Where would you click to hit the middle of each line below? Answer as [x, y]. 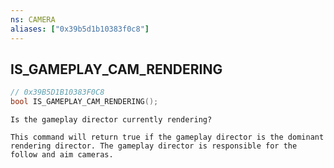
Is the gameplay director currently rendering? [111, 120]
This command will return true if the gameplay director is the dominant [167, 137]
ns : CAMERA [33, 19]
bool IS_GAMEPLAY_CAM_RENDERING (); [84, 102]
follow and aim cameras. [62, 155]
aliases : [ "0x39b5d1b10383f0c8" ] [80, 29]
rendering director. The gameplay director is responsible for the [154, 146]
